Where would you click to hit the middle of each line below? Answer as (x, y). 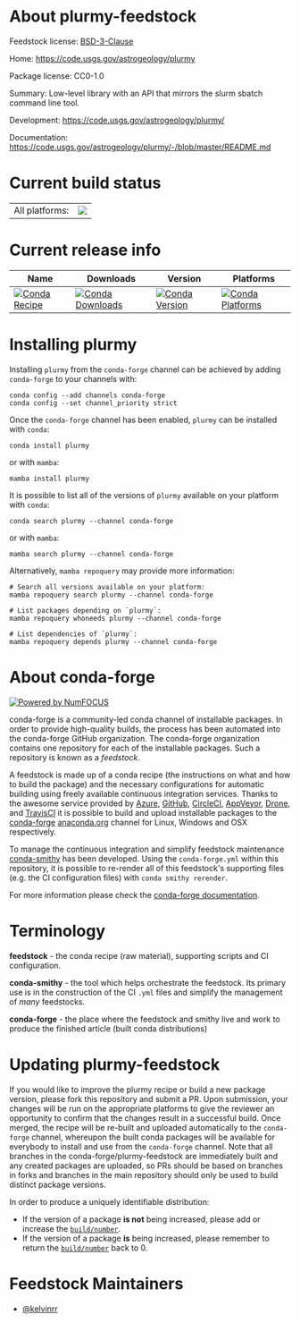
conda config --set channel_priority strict (93, 403)
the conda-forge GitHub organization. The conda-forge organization (135, 738)
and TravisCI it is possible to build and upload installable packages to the (143, 812)
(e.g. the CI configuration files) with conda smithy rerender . (118, 878)
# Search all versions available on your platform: (107, 587)
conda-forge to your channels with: (73, 378)
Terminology (57, 931)
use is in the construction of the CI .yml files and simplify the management (146, 992)
